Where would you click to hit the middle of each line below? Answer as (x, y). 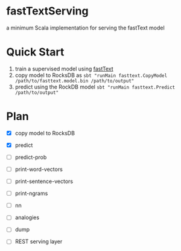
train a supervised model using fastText (64, 69)
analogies (27, 217)
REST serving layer (39, 241)
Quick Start (35, 52)
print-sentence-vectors (44, 181)
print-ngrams (31, 193)
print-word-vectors (39, 169)
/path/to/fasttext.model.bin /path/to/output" (75, 81)
